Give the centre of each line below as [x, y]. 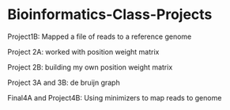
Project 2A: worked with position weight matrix [83, 51]
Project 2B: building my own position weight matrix [90, 67]
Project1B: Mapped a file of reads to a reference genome [100, 36]
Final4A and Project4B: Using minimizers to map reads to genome [115, 97]
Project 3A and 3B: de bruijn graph [64, 82]
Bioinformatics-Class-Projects [110, 15]
